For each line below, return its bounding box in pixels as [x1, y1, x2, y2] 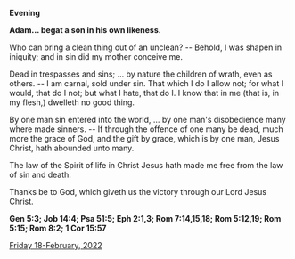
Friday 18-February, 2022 [9, 240, 102, 250]
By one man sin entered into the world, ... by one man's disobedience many [9, 115, 287, 125]
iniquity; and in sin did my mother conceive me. [9, 52, 184, 61]
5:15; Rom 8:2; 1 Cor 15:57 [9, 223, 107, 233]
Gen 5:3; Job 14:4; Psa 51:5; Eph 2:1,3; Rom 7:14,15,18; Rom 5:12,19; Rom [9, 214, 282, 223]
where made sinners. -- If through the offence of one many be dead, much [9, 124, 283, 134]
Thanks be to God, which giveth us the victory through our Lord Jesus [9, 187, 267, 197]
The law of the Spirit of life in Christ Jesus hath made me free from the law [9, 160, 283, 170]
